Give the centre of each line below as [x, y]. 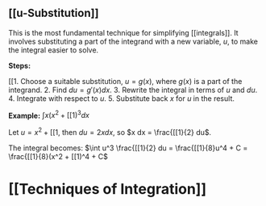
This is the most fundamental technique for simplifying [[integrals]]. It [124, 32]
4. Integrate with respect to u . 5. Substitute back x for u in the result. [122, 98]
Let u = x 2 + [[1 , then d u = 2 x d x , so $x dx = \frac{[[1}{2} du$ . [110, 132]
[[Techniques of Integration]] [108, 189]
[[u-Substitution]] [54, 13]
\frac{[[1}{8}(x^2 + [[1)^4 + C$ [58, 157]
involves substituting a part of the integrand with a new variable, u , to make [133, 41]
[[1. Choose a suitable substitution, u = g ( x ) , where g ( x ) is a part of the [125, 81]
